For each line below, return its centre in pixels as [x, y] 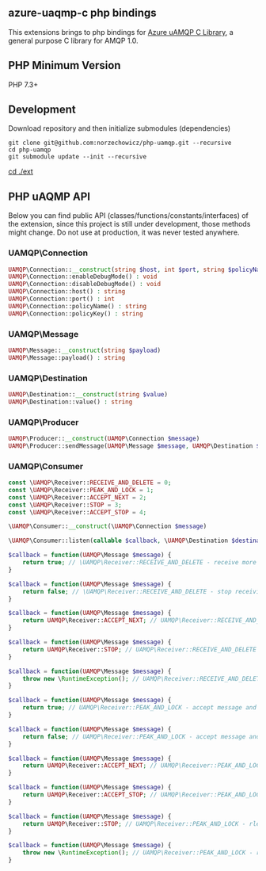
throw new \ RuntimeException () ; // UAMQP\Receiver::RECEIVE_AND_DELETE [143, 678]
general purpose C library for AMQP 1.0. [73, 40]
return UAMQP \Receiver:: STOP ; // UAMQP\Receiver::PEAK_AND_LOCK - [134, 823]
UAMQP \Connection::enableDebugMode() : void [83, 277]
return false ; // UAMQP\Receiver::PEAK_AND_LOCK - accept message [134, 736]
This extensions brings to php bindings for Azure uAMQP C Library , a [121, 32]
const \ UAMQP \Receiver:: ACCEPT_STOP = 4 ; [78, 512]
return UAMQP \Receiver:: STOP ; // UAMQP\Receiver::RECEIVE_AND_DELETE [140, 649]
